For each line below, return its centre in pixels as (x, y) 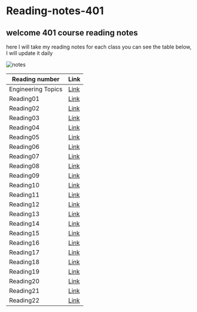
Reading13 (24, 214)
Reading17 (24, 252)
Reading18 (24, 262)
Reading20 (24, 281)
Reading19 (24, 272)
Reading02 (24, 108)
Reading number (36, 79)
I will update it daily (29, 53)
